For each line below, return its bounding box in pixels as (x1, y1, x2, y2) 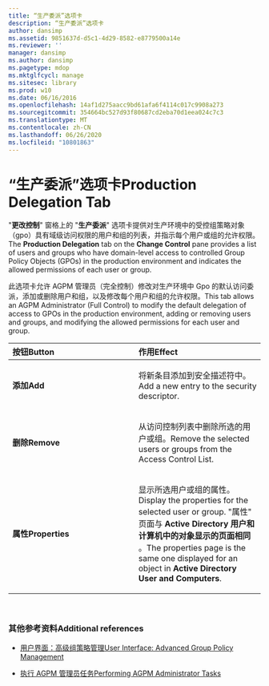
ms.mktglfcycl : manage (8, 71, 84, 79)
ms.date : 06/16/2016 (8, 94, 78, 102)
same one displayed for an (139, 553, 239, 564)
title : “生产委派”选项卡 (8, 11, 82, 20)
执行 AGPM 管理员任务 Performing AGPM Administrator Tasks (19, 668, 222, 678)
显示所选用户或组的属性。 (139, 484, 235, 495)
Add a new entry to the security (139, 381, 257, 392)
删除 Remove (12, 438, 60, 449)
